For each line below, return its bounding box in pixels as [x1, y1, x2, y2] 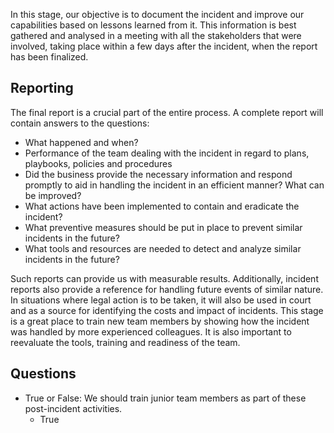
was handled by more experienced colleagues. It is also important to [10, 325, 292, 338]
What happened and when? [24, 136, 139, 148]
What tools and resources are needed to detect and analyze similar [24, 242, 302, 254]
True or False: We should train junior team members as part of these [24, 392, 307, 404]
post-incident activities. [24, 402, 123, 414]
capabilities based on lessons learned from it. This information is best [10, 19, 297, 31]
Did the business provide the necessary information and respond [24, 168, 293, 180]
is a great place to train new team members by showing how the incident [10, 315, 310, 327]
